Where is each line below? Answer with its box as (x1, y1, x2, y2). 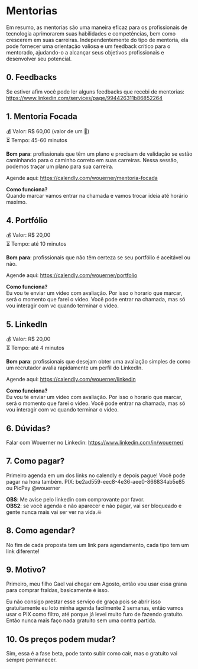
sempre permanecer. (6, 656, 57, 664)
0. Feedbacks (6, 72, 57, 82)
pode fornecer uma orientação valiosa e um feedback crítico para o (6, 43, 171, 50)
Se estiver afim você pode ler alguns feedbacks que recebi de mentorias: (6, 88, 185, 95)
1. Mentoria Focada (6, 111, 78, 122)
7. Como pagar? (6, 456, 65, 466)
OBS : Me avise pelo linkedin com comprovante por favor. (6, 496, 145, 503)
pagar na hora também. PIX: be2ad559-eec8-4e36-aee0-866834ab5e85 (6, 478, 185, 485)
